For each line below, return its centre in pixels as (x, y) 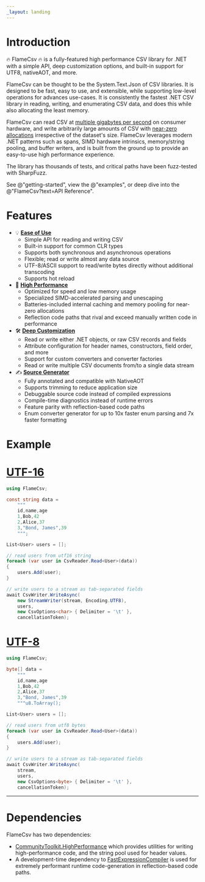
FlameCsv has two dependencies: (49, 834)
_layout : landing (28, 12)
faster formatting (45, 420)
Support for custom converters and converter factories (93, 359)
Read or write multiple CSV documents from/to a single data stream (109, 365)
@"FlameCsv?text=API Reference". (50, 191)
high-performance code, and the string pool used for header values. (101, 853)
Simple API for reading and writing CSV (74, 239)
